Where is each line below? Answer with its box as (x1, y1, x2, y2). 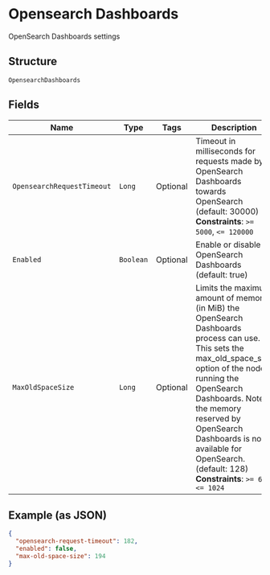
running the (195, 372, 239, 384)
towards (195, 186, 227, 197)
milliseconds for (195, 146, 256, 157)
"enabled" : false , (15, 544, 78, 553)
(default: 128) (195, 463, 249, 474)
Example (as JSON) (8, 508, 107, 522)
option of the (195, 363, 244, 374)
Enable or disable (195, 239, 261, 250)
